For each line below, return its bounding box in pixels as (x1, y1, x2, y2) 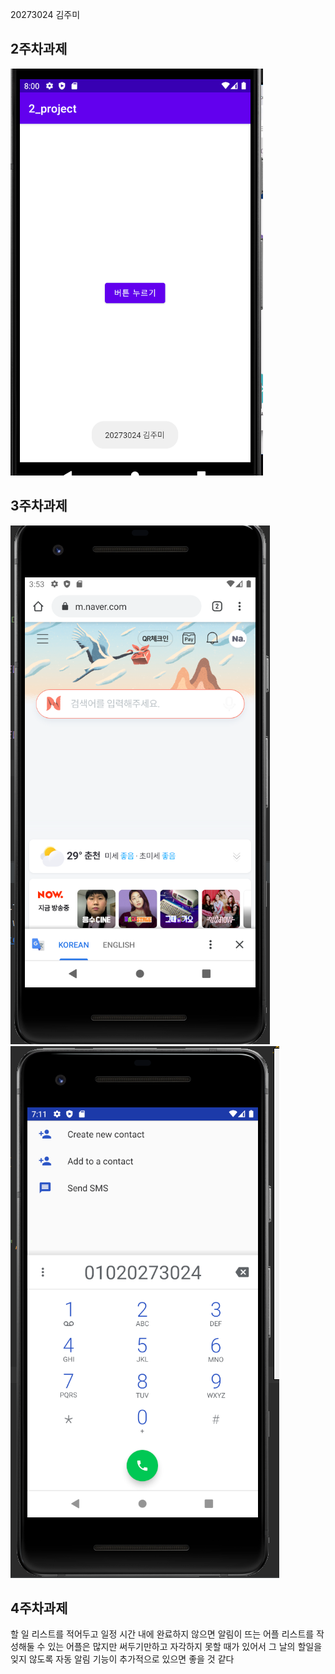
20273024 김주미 (10, 9, 81, 20)
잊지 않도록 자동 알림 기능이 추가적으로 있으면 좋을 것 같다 (10, 1653, 235, 1665)
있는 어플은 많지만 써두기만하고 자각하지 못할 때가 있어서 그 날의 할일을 (47, 1641, 323, 1653)
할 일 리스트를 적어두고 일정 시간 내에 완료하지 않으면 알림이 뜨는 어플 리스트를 (10, 1628, 315, 1640)
